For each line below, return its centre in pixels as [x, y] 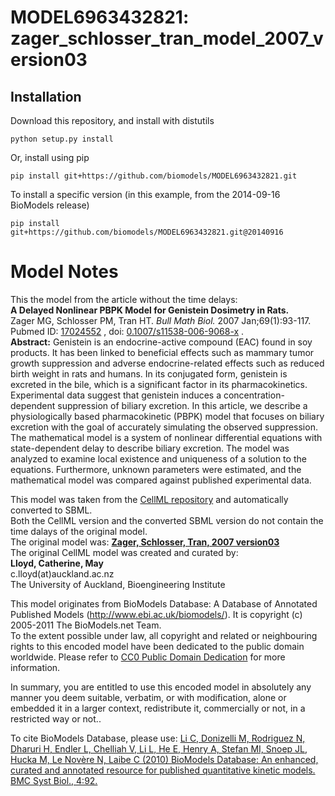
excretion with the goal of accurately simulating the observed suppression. [164, 427]
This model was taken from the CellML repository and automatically [149, 499]
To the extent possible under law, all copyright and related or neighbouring [164, 635]
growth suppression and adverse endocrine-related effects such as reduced [167, 363]
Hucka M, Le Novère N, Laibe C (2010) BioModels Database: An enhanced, [164, 759]
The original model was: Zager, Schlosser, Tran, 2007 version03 [145, 542]
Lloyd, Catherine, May [57, 563]
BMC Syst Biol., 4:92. [54, 780]
